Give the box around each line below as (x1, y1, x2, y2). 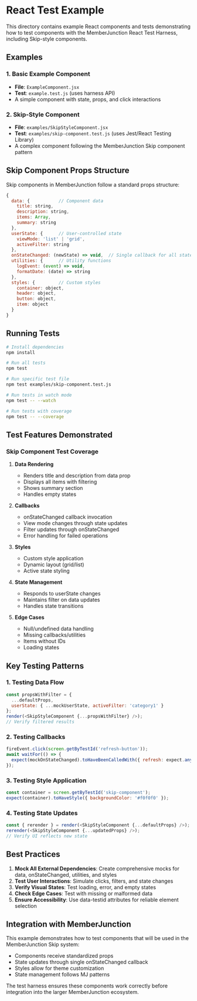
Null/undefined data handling (23, 625, 94, 632)
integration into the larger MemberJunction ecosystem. (6, 989, 139, 996)
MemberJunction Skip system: (6, 941, 80, 948)
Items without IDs (23, 638, 66, 645)
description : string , (16, 209, 69, 215)
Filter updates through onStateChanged (23, 526, 119, 533)
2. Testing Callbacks (6, 733, 66, 741)
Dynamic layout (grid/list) (23, 561, 84, 568)
